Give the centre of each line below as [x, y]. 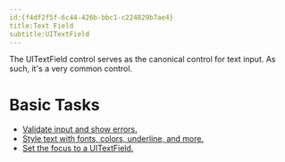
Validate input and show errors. [80, 129]
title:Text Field [42, 26]
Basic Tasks [54, 105]
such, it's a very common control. [71, 69]
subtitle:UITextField [50, 34]
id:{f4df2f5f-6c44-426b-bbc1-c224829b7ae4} [92, 17]
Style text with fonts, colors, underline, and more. [113, 139]
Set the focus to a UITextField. [78, 149]
